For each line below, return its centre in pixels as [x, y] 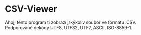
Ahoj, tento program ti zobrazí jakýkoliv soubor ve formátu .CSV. [71, 22]
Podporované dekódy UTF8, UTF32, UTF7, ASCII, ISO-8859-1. [69, 27]
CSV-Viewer [31, 9]
